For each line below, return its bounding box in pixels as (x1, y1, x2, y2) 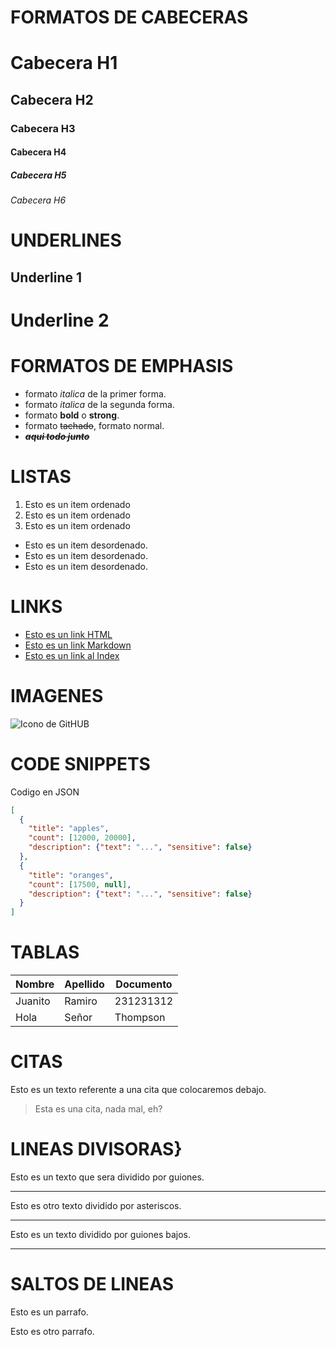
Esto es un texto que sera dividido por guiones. (10, 1171, 205, 1183)
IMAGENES (10, 685, 104, 708)
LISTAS (10, 466, 72, 488)
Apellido (64, 977, 105, 991)
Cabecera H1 (10, 52, 118, 75)
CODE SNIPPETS (10, 752, 151, 775)
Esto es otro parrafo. (10, 1325, 95, 1337)
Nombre (15, 977, 55, 991)
